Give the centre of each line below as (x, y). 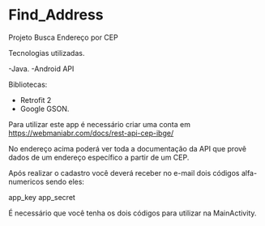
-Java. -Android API (41, 68)
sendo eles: (65, 181)
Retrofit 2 (36, 100)
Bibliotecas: (28, 84)
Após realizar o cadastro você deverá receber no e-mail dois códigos (124, 173)
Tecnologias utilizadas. (47, 53)
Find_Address (56, 15)
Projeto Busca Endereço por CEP (64, 37)
